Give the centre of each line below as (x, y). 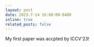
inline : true (19, 19)
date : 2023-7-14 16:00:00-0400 (38, 15)
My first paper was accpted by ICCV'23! (48, 39)
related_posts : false (28, 24)
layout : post (19, 10)
